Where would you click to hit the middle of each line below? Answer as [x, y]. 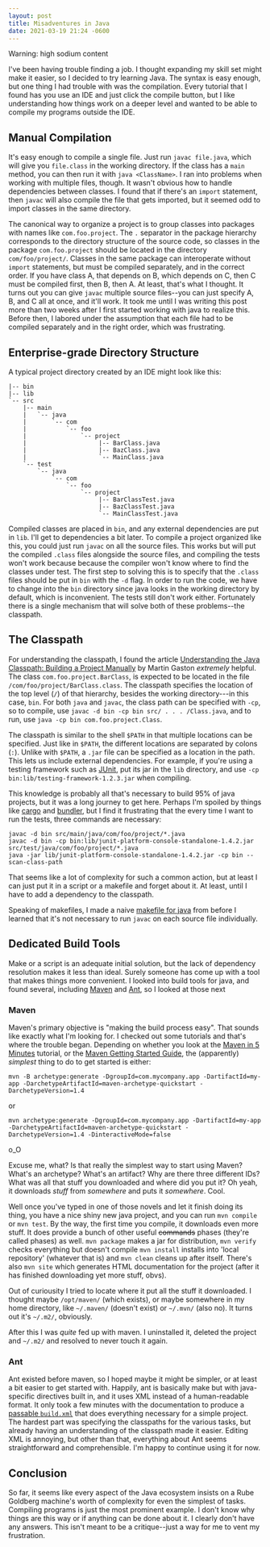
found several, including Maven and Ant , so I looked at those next [117, 989]
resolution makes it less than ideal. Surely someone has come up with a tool [134, 972]
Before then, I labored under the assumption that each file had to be [121, 319]
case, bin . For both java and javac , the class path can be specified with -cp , [135, 702]
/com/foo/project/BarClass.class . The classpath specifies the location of [131, 685]
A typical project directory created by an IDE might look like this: [115, 372]
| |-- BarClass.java [91, 443]
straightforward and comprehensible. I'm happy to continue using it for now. [134, 1448]
